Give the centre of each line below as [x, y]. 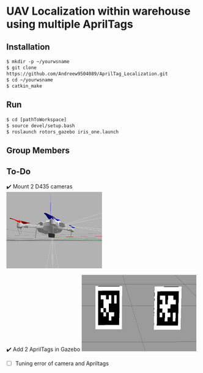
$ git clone [21, 68]
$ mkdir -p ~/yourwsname [38, 62]
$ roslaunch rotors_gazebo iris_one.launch [63, 132]
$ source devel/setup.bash [41, 126]
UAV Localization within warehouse [98, 11]
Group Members [38, 151]
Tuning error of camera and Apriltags [62, 364]
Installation [28, 47]
